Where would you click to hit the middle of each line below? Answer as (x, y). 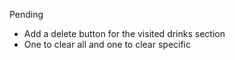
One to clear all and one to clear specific (107, 44)
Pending (26, 14)
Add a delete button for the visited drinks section (124, 33)
